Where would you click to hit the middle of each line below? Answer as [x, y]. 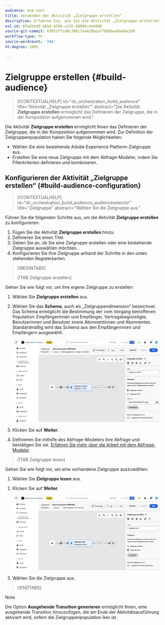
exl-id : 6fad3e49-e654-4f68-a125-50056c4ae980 [54, 26]
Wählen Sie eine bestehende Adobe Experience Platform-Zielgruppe [81, 147]
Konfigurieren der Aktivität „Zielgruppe [67, 178]
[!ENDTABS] [29, 587]
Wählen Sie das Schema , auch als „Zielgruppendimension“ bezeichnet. [84, 307]
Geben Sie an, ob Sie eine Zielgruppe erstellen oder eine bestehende [82, 243]
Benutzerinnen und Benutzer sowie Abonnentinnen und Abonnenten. [82, 322]
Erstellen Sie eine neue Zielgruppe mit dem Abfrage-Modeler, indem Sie [85, 157]
